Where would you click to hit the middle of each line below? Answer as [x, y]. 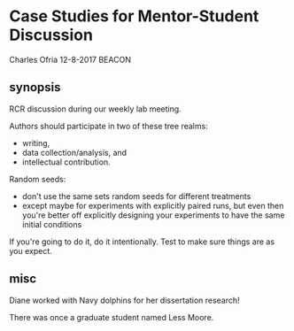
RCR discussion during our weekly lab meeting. [95, 109]
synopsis [35, 87]
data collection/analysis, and [74, 152]
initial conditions [52, 224]
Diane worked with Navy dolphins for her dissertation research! [125, 300]
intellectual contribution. [66, 162]
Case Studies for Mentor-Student [134, 16]
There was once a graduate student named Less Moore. [112, 317]
